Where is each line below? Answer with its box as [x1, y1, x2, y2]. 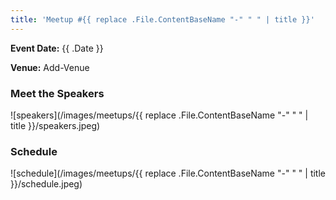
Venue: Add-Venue [10, 61, 90, 73]
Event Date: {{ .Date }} [10, 42, 104, 54]
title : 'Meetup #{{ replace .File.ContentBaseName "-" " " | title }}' [10, 14, 315, 25]
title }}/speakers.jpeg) [10, 119, 101, 131]
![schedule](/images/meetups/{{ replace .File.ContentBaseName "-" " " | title [10, 167, 326, 180]
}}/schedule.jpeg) [10, 178, 83, 190]
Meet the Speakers [10, 86, 105, 100]
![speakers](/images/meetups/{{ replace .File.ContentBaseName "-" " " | [10, 109, 309, 121]
